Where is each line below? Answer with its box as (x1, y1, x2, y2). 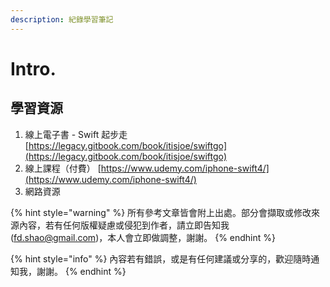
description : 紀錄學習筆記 (10, 14, 114, 25)
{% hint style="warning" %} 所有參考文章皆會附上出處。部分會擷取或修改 (10, 206, 312, 218)
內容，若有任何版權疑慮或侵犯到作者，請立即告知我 (18, 219, 230, 231)
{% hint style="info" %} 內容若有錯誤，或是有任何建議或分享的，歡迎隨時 (10, 252, 312, 265)
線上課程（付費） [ (24, 162, 102, 174)
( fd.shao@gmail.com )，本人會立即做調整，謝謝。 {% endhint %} (10, 231, 276, 243)
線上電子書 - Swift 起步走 (24, 128, 128, 140)
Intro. (10, 57, 57, 80)
